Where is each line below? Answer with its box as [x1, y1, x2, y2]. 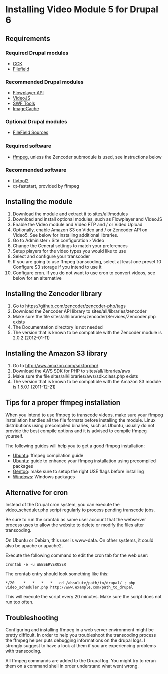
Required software [5, 142, 52, 149]
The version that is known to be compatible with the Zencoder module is [12, 329, 162, 335]
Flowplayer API [12, 90, 44, 96]
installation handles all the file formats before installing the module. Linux [5, 417, 156, 423]
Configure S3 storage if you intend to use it [12, 264, 102, 270]
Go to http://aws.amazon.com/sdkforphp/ [12, 362, 99, 368]
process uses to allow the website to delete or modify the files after [5, 522, 144, 528]
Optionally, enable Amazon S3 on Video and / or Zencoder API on [12, 227, 148, 233]
